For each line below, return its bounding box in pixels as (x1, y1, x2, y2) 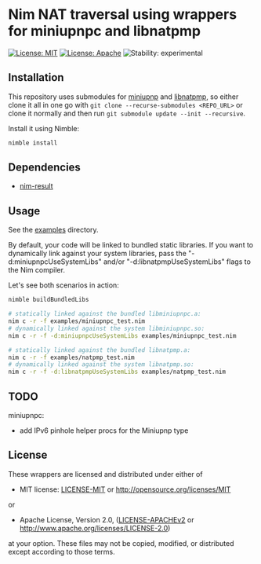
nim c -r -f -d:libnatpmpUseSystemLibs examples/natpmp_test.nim (8, 368, 226, 376)
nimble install (8, 139, 58, 147)
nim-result (19, 181, 53, 191)
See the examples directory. (8, 225, 100, 235)
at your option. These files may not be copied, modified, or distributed (8, 538, 234, 548)
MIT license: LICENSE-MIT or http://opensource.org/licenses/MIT (19, 485, 231, 494)
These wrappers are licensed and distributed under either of (8, 469, 203, 478)
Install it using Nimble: (8, 123, 80, 133)
